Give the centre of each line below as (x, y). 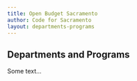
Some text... (24, 71)
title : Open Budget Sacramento (53, 13)
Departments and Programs (68, 54)
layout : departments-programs (51, 26)
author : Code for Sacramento (49, 20)
